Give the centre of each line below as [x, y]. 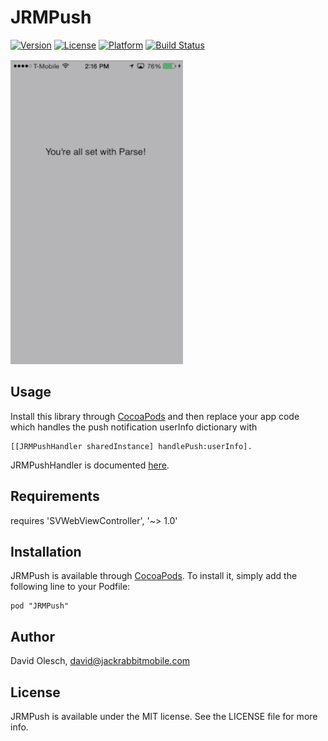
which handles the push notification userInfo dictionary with [134, 427]
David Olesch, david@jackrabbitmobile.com [100, 661]
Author [32, 636]
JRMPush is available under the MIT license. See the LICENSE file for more [164, 716]
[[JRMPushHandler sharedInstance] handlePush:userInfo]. [131, 446]
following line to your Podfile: [70, 587]
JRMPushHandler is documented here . [90, 465]
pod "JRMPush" [40, 606]
